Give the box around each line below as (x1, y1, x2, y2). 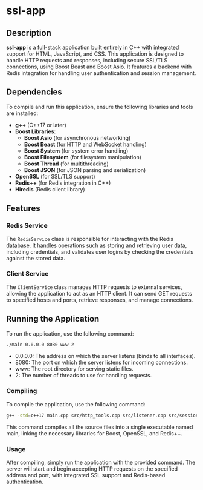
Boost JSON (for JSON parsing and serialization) (24, 166, 146, 173)
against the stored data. (6, 254, 65, 262)
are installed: (6, 110, 39, 117)
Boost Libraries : (14, 128, 56, 135)
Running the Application (6, 314, 100, 324)
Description (6, 28, 51, 38)
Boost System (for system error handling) (24, 147, 129, 154)
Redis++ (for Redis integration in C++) (14, 179, 111, 187)
